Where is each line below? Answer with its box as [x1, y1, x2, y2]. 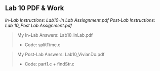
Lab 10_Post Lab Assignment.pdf [5, 22, 73, 28]
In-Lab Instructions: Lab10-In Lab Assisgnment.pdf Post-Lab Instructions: [5, 17, 156, 23]
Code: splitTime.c [24, 42, 61, 48]
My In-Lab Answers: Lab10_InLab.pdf [17, 32, 93, 38]
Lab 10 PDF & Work [5, 4, 64, 12]
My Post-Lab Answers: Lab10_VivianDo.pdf [17, 51, 105, 57]
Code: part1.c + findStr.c [24, 61, 75, 67]
